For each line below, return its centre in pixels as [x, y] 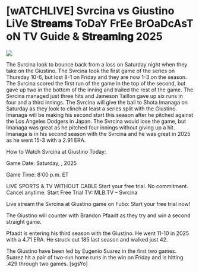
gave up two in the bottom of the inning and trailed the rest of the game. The [100, 90]
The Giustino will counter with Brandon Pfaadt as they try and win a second [99, 215]
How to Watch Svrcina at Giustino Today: [56, 151]
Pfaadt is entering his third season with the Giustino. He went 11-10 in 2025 [98, 233]
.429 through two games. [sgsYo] [47, 264]
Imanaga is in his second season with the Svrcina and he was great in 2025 [98, 134]
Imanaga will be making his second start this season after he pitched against [100, 115]
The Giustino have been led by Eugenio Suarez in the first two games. [91, 251]
